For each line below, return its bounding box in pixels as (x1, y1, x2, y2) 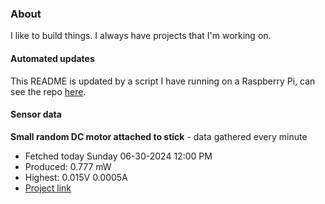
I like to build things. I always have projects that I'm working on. (10, 30, 272, 42)
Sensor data (10, 108, 62, 121)
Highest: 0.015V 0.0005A (24, 171, 128, 183)
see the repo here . (10, 85, 87, 97)
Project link (24, 182, 72, 194)
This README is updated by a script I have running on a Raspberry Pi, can (10, 75, 316, 87)
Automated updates (10, 52, 95, 64)
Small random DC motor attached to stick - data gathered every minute (10, 130, 308, 142)
